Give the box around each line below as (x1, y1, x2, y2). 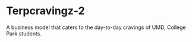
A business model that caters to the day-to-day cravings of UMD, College (6, 24, 186, 31)
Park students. (6, 30, 42, 37)
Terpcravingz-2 (6, 4, 85, 18)
